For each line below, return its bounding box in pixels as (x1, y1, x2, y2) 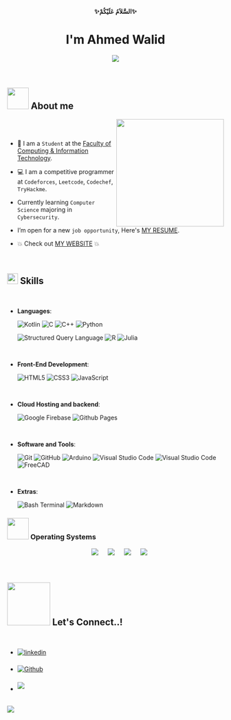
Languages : (16, 307, 52, 315)
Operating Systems (30, 532, 96, 542)
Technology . (16, 153, 53, 162)
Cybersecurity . (16, 212, 60, 221)
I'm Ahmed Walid (65, 32, 166, 47)
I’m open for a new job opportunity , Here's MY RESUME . (16, 226, 180, 234)
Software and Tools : (16, 440, 76, 448)
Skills (19, 275, 44, 287)
